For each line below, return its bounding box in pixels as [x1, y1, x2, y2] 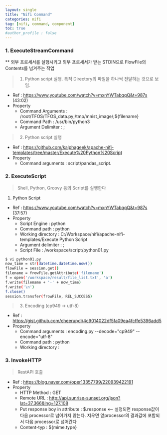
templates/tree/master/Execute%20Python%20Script [12, 149, 122, 155]
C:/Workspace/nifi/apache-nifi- [60, 231, 126, 237]
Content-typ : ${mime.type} [19, 424, 77, 430]
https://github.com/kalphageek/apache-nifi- [23, 144, 114, 150]
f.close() [5, 289, 26, 294]
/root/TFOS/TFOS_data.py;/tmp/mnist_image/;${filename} [19, 113, 139, 119]
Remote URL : [19, 394, 48, 400]
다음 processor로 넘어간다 [25, 418, 77, 424]
